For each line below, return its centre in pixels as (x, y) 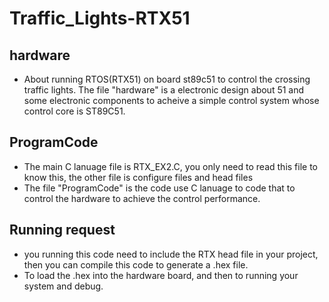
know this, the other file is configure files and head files (138, 177)
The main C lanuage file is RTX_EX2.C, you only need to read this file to (171, 166)
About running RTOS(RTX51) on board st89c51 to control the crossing (167, 79)
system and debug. (63, 286)
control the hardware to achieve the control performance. (142, 198)
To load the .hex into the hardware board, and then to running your (161, 275)
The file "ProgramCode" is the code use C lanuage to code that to (159, 188)
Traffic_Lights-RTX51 (100, 18)
